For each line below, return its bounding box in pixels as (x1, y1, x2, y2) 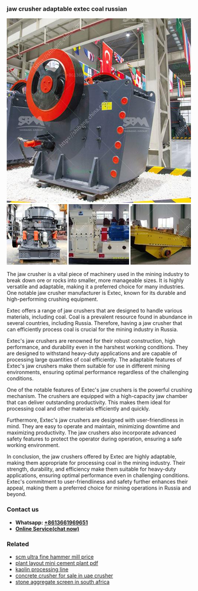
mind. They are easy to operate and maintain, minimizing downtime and (6, 423, 180, 430)
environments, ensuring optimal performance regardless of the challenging (6, 369, 189, 376)
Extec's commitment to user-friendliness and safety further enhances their (6, 478, 188, 485)
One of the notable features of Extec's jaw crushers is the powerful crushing (6, 386, 192, 393)
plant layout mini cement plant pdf (15, 559, 98, 566)
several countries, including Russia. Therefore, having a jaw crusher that (6, 320, 183, 327)
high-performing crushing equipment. (6, 295, 98, 303)
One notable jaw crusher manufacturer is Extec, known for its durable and (6, 290, 186, 297)
